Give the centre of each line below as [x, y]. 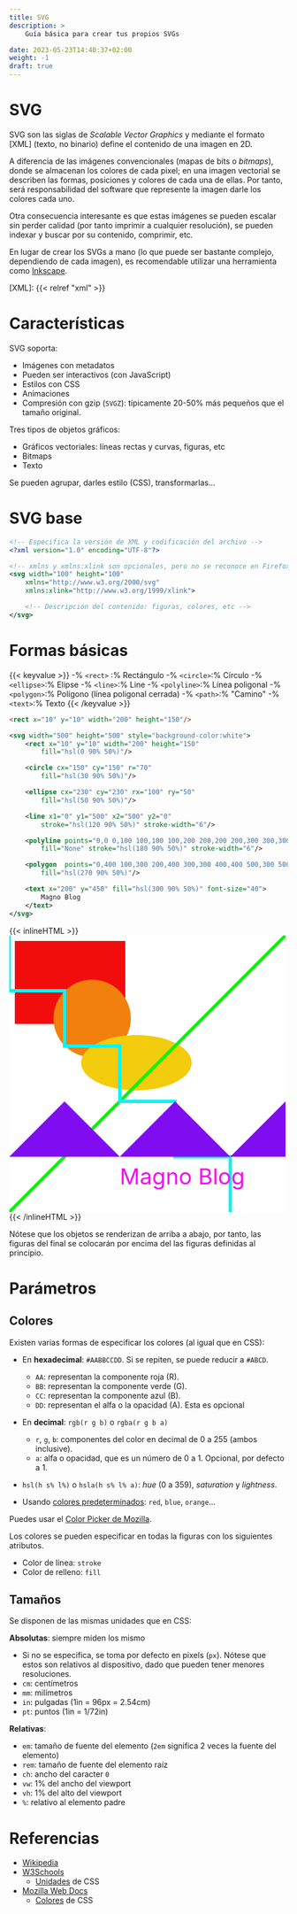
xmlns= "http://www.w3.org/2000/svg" [93, 583]
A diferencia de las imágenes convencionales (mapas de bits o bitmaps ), [141, 161]
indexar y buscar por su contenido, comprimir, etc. [101, 235]
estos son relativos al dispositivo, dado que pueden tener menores [143, 1664]
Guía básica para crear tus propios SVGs [102, 34]
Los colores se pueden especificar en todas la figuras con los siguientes [141, 1536]
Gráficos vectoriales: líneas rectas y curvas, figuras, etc [123, 446]
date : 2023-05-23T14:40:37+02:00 [71, 50]
